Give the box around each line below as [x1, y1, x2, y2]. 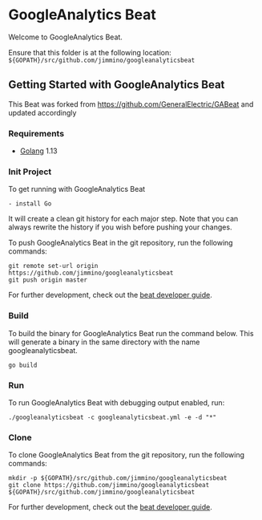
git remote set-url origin [8, 262, 99, 270]
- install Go [8, 200, 52, 208]
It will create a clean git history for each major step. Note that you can [8, 214, 239, 224]
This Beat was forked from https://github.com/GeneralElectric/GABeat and [8, 99, 254, 109]
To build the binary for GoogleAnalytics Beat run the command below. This [8, 328, 254, 338]
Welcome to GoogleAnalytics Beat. [8, 32, 123, 42]
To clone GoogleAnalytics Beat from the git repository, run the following [8, 450, 245, 460]
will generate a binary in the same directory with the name [8, 337, 200, 347]
